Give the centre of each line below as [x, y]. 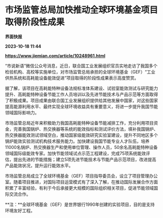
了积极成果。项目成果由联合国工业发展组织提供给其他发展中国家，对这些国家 [81, 100]
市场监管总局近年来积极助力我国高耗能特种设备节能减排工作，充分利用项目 [79, 123]
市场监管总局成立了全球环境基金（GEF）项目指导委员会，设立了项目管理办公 [81, 176]
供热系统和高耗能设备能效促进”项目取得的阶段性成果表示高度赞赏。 [72, 78]
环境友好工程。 [20, 210]
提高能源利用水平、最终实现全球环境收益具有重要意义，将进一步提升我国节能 [81, 106]
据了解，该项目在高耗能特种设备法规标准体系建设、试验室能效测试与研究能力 [81, 88]
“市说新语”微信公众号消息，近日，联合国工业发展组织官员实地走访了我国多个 [81, 66]
